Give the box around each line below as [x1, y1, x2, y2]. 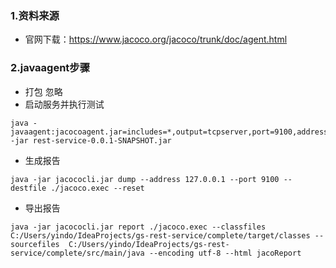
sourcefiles [10, 239, 60, 249]
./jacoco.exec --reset [50, 183, 145, 193]
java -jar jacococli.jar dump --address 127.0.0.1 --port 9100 [10, 174, 280, 184]
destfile [10, 183, 47, 193]
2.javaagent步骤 [10, 61, 91, 75]
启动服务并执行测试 [24, 98, 105, 110]
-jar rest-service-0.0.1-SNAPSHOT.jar [10, 135, 172, 146]
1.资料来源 [10, 8, 60, 22]
